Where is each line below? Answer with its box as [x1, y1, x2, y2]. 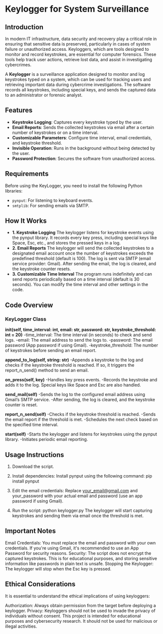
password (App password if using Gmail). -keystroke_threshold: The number [5, 342, 158, 348]
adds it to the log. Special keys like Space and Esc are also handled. [5, 382, 141, 388]
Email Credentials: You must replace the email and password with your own [5, 540, 156, 546]
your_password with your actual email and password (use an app [12, 493, 143, 499]
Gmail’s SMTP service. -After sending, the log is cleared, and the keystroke [5, 397, 155, 403]
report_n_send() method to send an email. [5, 368, 89, 373]
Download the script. [12, 463, 54, 469]
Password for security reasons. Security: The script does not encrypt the [5, 550, 152, 556]
